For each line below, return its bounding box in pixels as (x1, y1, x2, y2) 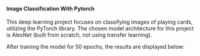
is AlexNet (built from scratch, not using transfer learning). (6, 31, 153, 39)
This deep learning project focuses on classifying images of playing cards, (6, 18, 193, 26)
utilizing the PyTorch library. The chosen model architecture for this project (6, 25, 194, 32)
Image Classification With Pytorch (6, 5, 95, 12)
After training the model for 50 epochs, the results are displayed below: (6, 43, 185, 51)
